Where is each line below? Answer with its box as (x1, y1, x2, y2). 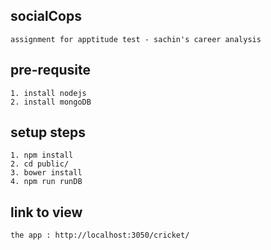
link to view (10, 204, 83, 221)
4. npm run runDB (10, 177, 83, 187)
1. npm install (10, 150, 74, 161)
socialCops (10, 8, 82, 25)
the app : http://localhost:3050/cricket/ (10, 230, 190, 241)
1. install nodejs (10, 88, 87, 98)
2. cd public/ (10, 159, 70, 169)
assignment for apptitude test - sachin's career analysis (10, 34, 262, 44)
